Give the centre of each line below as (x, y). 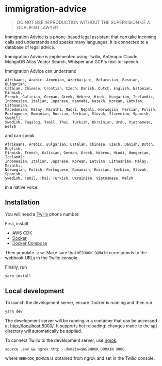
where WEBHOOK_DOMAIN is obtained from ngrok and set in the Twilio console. (80, 358)
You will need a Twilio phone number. (42, 214)
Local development (35, 291)
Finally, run (16, 267)
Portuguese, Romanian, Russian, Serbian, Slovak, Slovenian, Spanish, (78, 114)
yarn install (18, 276)
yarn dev (14, 312)
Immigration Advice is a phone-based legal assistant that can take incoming (81, 37)
